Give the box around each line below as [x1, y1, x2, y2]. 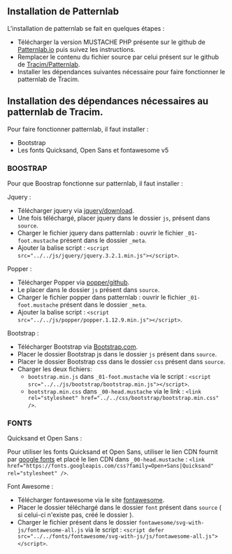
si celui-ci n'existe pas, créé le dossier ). [17, 511, 134, 519]
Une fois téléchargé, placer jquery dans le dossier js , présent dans [17, 214, 210, 222]
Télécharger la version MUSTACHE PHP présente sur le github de [17, 38, 206, 46]
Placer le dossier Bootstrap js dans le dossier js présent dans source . [17, 349, 217, 358]
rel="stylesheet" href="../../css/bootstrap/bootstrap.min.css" [27, 394, 219, 401]
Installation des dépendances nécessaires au [7, 95, 209, 107]
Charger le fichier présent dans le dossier [17, 518, 138, 527]
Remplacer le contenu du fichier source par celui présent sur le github [17, 53, 219, 61]
